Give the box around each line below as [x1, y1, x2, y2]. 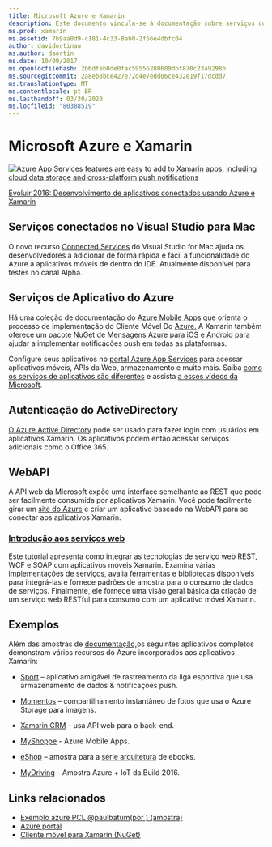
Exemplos [8, 618, 59, 632]
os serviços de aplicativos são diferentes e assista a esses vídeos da [8, 371, 239, 381]
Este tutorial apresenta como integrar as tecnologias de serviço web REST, [8, 551, 257, 561]
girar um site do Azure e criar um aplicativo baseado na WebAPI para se [8, 504, 249, 514]
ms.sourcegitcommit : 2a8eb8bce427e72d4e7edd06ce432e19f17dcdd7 [8, 72, 227, 80]
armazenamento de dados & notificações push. [19, 681, 178, 691]
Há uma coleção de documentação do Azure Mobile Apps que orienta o [8, 313, 249, 322]
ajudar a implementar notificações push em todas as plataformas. [8, 338, 227, 348]
